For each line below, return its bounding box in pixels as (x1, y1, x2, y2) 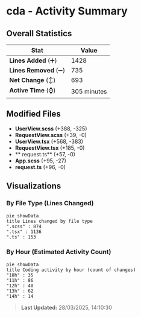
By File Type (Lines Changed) (6, 199, 94, 208)
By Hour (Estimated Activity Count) (6, 248, 111, 256)
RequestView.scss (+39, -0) (14, 131, 87, 138)
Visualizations (6, 181, 61, 191)
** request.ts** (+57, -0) (14, 150, 75, 158)
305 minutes (70, 87, 107, 95)
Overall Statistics (6, 28, 72, 39)
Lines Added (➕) (9, 56, 57, 65)
